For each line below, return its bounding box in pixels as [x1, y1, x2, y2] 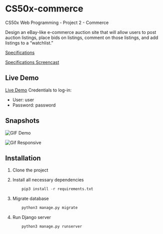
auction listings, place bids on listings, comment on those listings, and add [5, 34, 158, 40]
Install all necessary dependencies [12, 177, 84, 183]
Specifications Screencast [5, 59, 59, 65]
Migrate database [12, 195, 49, 201]
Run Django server [12, 214, 51, 220]
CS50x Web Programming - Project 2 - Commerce [5, 19, 109, 25]
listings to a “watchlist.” [5, 39, 53, 45]
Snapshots [5, 116, 40, 125]
